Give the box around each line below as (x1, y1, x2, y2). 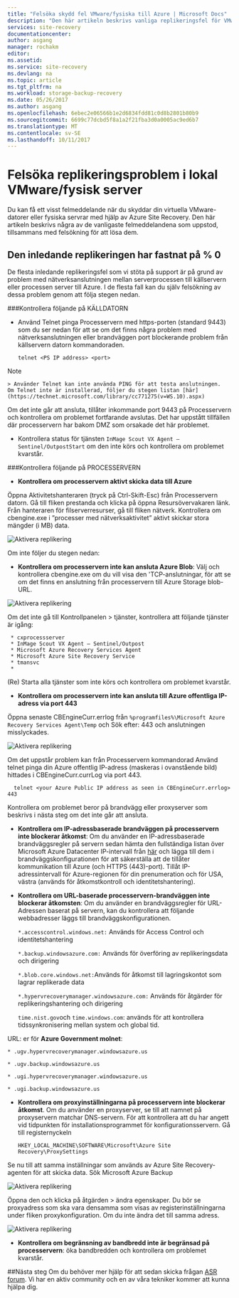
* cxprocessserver (10, 634, 65, 641)
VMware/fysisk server (7, 182, 143, 198)
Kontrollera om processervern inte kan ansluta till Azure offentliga (17, 692, 218, 700)
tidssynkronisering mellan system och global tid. (17, 1020, 160, 1029)
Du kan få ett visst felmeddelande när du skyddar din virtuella (7, 206, 188, 214)
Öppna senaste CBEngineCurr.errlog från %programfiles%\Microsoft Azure (7, 713, 225, 721)
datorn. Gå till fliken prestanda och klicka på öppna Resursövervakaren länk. (7, 499, 231, 507)
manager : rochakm (7, 43, 59, 51)
